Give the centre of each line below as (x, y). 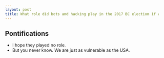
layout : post (18, 9)
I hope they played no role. (39, 45)
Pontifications (27, 34)
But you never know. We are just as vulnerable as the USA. (71, 50)
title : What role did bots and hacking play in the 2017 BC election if (81, 14)
